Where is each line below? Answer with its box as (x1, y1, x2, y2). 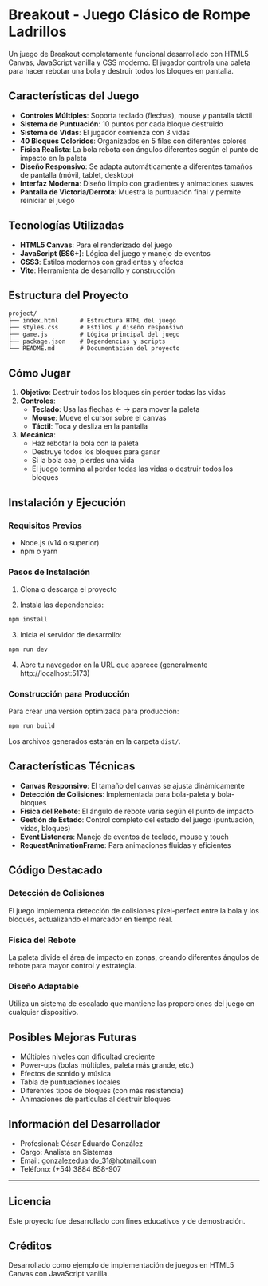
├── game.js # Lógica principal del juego (8, 330, 180, 339)
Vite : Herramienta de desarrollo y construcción (19, 266, 175, 275)
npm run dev (8, 645, 48, 653)
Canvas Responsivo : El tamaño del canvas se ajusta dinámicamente (19, 781, 245, 790)
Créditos (8, 1240, 53, 1253)
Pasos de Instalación (8, 566, 90, 577)
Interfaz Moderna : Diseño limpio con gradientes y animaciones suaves (19, 178, 254, 188)
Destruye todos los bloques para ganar (31, 447, 160, 457)
